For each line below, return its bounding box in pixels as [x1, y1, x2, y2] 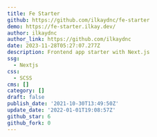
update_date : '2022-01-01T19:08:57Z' [7, 107, 116, 113]
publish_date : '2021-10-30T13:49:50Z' [7, 100, 119, 107]
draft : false [7, 94, 45, 101]
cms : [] [7, 81, 30, 88]
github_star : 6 [7, 113, 51, 120]
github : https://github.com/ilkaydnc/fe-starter [7, 17, 150, 24]
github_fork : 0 [7, 119, 51, 127]
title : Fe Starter [7, 10, 60, 17]
